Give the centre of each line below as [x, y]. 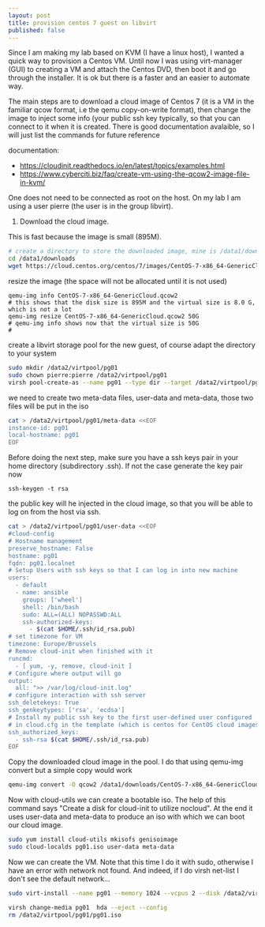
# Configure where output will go [65, 673]
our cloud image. [35, 825]
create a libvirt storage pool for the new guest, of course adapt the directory [132, 345]
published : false [37, 30]
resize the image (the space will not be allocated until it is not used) [118, 281]
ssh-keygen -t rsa [38, 489]
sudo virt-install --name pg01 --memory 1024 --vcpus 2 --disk [114, 893]
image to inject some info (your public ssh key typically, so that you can [124, 119]
